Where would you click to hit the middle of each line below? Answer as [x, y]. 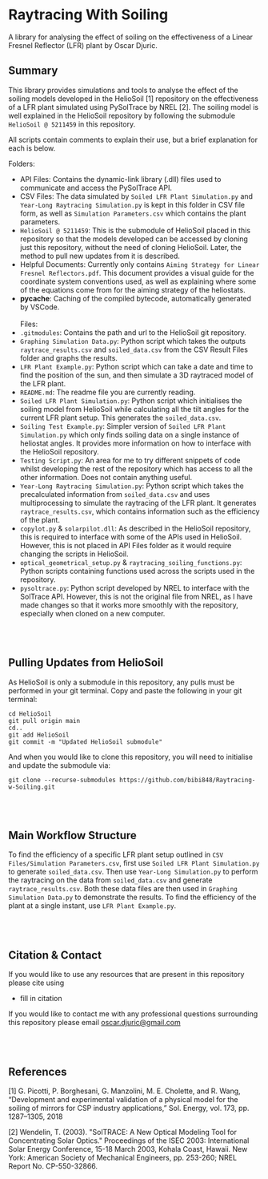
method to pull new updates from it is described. [100, 256]
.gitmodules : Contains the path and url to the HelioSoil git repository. [133, 332]
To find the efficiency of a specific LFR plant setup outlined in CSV [116, 854]
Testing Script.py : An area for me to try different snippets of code [130, 460]
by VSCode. [40, 307]
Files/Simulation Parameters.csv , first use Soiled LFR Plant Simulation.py [134, 863]
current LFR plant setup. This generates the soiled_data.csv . [120, 418]
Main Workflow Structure [73, 835]
